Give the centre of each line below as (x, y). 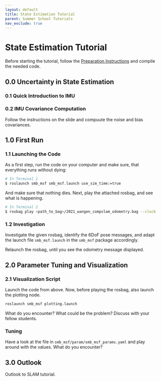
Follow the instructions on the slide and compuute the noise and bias (74, 119)
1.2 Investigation (25, 224)
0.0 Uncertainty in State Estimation (60, 82)
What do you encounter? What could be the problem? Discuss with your (77, 313)
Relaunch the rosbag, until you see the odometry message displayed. (75, 250)
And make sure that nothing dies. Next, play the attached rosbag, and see (79, 193)
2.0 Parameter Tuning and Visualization (67, 265)
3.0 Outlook (23, 363)
